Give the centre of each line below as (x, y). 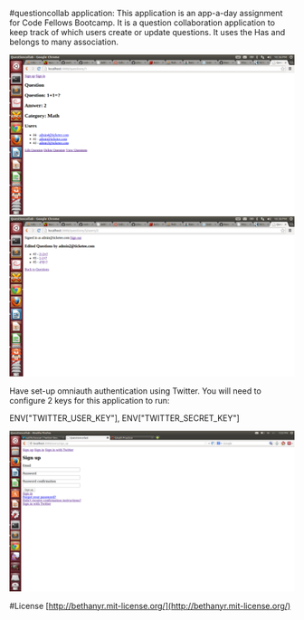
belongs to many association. (64, 42)
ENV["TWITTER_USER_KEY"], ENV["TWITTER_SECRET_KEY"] (124, 418)
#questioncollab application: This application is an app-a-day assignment (146, 13)
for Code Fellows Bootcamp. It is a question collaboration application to (142, 23)
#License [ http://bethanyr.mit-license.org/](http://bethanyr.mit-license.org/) (150, 606)
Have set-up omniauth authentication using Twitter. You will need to (136, 391)
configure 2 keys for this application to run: (90, 401)
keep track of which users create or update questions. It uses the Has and (147, 32)
